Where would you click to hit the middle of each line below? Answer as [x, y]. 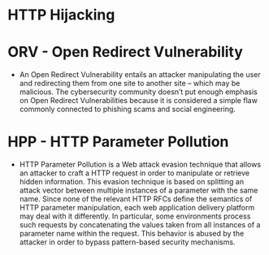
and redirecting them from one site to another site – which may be [130, 84]
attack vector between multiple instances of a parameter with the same [139, 190]
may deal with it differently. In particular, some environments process [135, 216]
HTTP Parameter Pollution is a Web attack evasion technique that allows [140, 165]
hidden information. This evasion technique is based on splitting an [132, 182]
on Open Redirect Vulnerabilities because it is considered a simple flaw [138, 101]
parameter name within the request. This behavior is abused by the [132, 234]
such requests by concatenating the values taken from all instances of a [140, 225]
